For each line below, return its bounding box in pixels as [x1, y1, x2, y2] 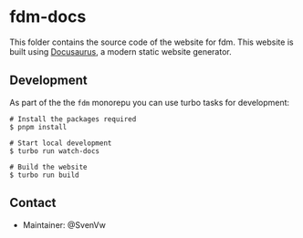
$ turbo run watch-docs [9, 146, 100, 156]
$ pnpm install [9, 122, 68, 131]
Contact [9, 195, 57, 211]
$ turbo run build [9, 171, 79, 180]
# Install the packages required [9, 114, 137, 124]
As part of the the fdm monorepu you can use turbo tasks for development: [9, 97, 290, 108]
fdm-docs [9, 6, 87, 27]
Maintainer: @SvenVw [22, 219, 107, 230]
